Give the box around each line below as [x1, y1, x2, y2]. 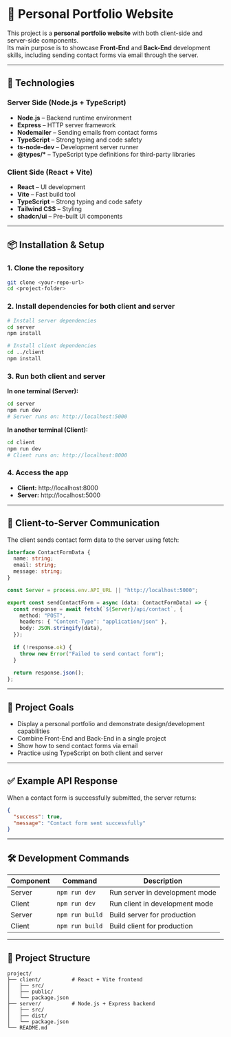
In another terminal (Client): [7, 426, 88, 434]
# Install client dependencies [7, 342, 97, 349]
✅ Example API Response [7, 775, 118, 787]
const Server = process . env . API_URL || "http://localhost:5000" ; [7, 587, 199, 593]
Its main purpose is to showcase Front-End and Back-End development [7, 43, 211, 52]
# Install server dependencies [7, 317, 97, 324]
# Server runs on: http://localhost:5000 [7, 413, 128, 420]
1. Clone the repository [7, 263, 85, 273]
